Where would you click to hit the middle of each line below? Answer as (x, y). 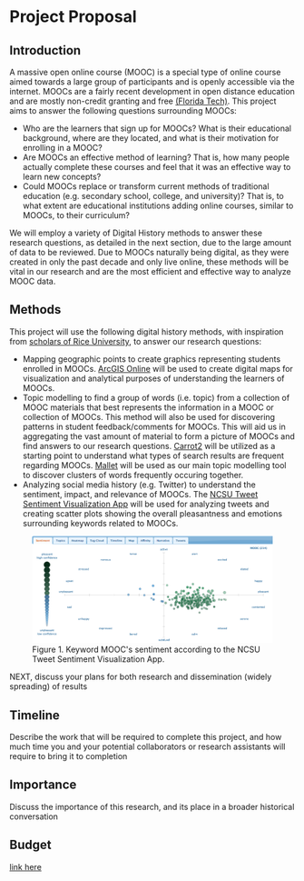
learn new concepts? (62, 176)
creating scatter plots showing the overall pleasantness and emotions (152, 513)
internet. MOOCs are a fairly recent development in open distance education (152, 91)
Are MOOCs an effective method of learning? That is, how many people (156, 157)
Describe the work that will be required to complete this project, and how (146, 736)
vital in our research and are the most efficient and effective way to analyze (151, 271)
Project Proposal (74, 17)
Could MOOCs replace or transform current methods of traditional (146, 186)
